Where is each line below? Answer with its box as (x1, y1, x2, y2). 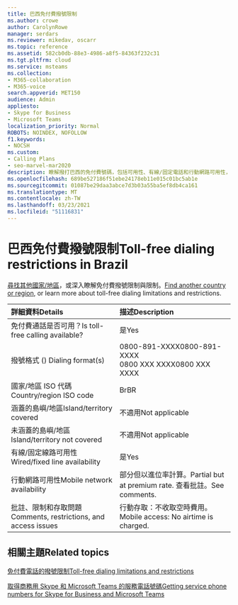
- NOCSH (7, 143, 30, 150)
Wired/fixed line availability (11, 457, 101, 467)
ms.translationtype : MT (7, 189, 78, 196)
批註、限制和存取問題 (11, 502, 83, 512)
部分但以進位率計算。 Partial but (119, 470, 225, 479)
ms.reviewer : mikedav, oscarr (7, 37, 97, 44)
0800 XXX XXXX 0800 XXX (119, 359, 211, 369)
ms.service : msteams (7, 63, 69, 70)
